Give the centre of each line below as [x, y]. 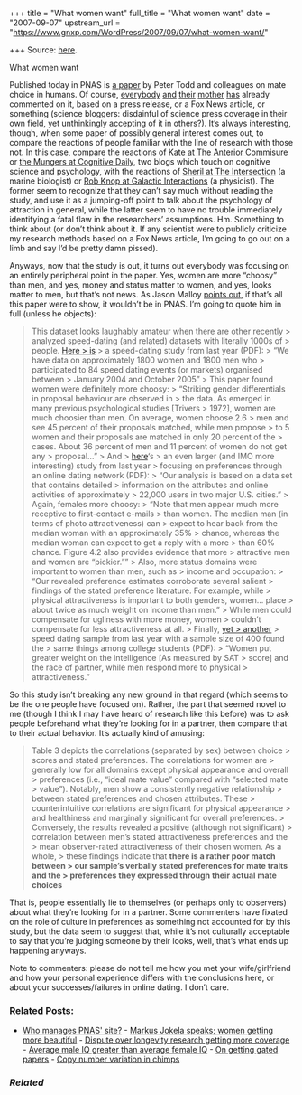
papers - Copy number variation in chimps [101, 1059]
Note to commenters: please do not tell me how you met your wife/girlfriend [150, 968]
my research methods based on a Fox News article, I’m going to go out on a [150, 238]
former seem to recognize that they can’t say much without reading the [142, 190]
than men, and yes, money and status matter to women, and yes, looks [141, 285]
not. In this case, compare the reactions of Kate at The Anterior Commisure [149, 152]
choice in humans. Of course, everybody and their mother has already [140, 94]
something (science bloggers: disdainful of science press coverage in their [148, 113]
